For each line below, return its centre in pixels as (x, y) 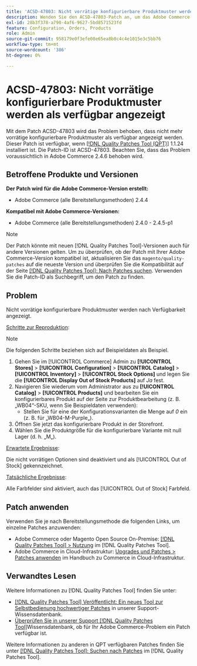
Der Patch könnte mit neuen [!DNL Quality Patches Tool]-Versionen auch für (98, 246)
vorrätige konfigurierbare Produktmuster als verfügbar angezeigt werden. (95, 137)
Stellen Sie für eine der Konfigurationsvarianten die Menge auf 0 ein (105, 412)
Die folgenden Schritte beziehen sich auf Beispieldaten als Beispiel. (87, 350)
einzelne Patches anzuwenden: (44, 527)
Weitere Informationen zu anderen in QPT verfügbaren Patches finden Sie (95, 644)
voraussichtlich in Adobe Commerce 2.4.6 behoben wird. (75, 156)
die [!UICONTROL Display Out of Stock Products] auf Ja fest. (89, 380)
